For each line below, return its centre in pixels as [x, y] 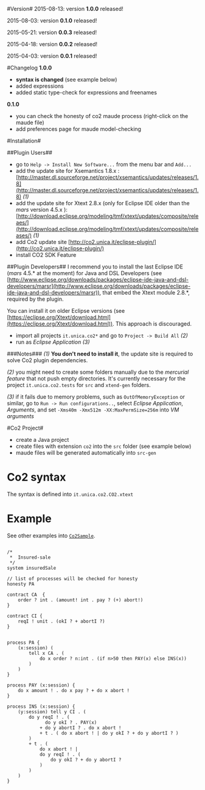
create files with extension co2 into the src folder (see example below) [103, 446]
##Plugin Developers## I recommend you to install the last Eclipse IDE [95, 267]
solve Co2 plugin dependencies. [47, 360]
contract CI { [25, 616]
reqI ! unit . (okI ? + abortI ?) [61, 621]
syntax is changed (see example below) [66, 79]
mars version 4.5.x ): [41, 210]
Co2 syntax [36, 477]
